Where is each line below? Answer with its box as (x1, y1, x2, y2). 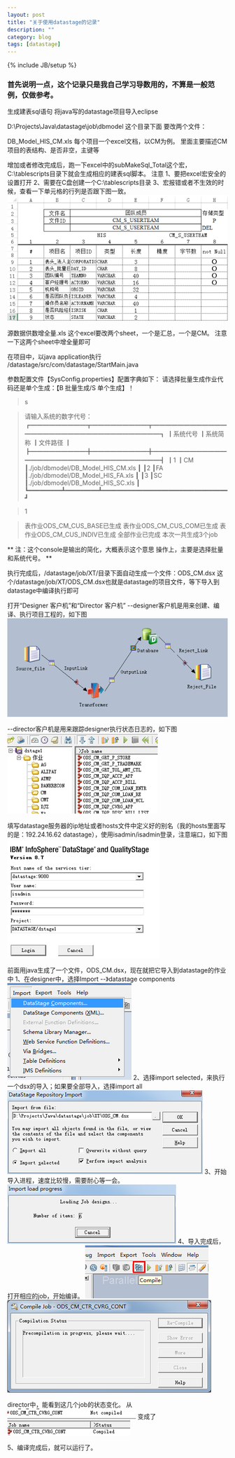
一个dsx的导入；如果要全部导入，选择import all (7, 1082, 143, 1091)
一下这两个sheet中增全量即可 (7, 337, 91, 346)
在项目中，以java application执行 (7, 352, 102, 361)
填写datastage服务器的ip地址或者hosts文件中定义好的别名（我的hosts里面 (7, 822, 220, 830)
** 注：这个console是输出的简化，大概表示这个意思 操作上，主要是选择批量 (7, 545, 224, 553)
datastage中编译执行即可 (7, 586, 79, 595)
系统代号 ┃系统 (173, 429, 218, 438)
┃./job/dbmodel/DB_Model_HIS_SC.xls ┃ (24, 479, 141, 487)
